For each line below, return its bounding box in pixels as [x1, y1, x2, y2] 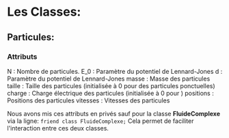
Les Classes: [7, 4, 81, 20]
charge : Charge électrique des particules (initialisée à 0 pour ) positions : [7, 89, 214, 97]
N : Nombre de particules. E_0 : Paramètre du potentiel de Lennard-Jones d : [7, 67, 223, 75]
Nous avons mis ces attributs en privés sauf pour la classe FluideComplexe [7, 109, 221, 118]
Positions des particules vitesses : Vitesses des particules [7, 96, 170, 105]
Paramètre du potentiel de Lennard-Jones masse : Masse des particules [7, 74, 211, 83]
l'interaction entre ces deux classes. [7, 124, 109, 132]
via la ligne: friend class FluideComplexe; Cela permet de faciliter [7, 117, 194, 125]
